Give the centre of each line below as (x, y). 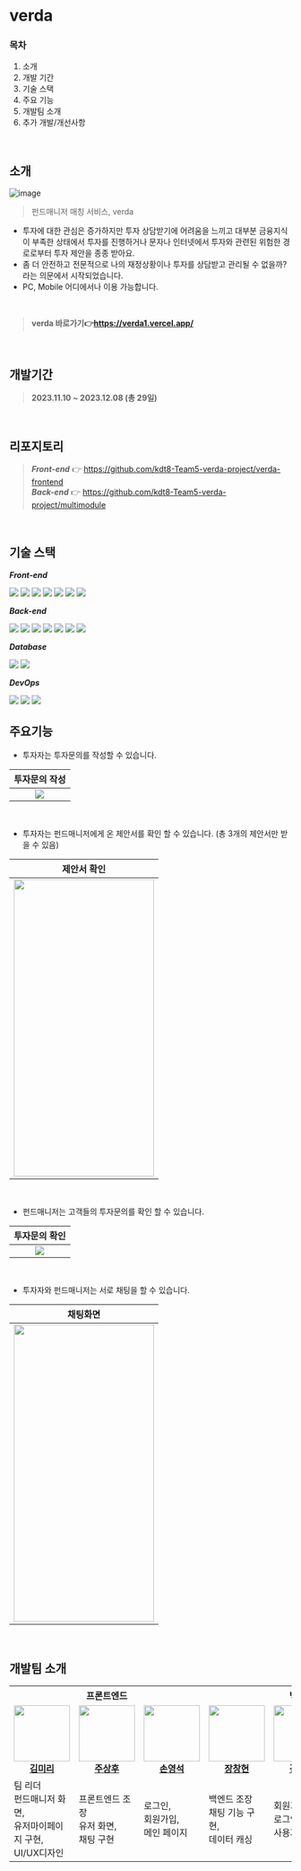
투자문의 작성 (40, 779)
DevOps (25, 682)
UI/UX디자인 (39, 1853)
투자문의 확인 (40, 1236)
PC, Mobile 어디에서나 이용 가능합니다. (90, 287)
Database (28, 646)
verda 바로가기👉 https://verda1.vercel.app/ (112, 323)
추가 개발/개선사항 (54, 123)
